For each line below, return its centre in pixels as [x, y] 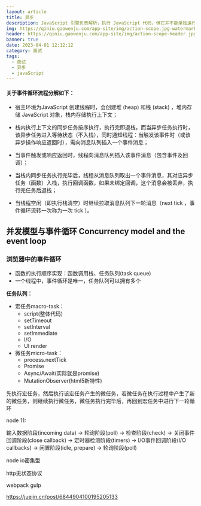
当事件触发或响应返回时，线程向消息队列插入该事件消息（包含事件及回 [101, 155]
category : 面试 [24, 51]
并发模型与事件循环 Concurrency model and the [96, 231]
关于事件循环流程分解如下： [40, 93]
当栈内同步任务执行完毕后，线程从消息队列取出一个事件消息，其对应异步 [104, 175]
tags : [13, 56]
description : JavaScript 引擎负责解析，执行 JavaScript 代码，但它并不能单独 [97, 23]
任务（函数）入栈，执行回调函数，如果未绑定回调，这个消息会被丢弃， [101, 183]
